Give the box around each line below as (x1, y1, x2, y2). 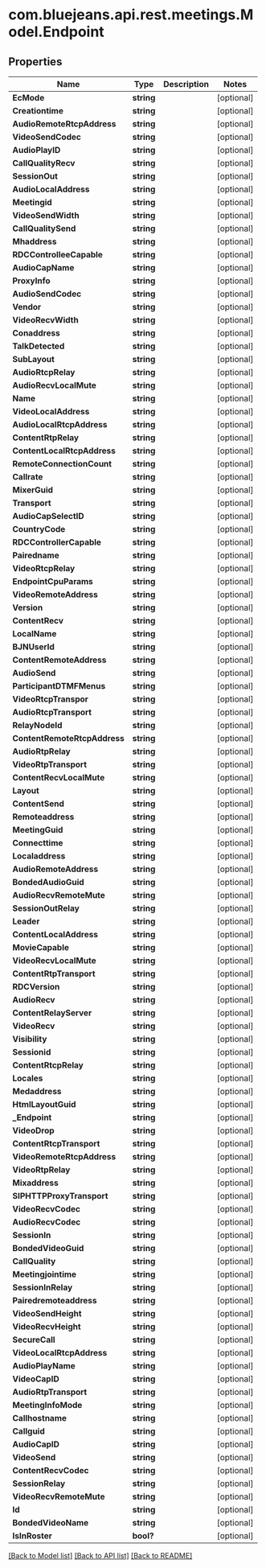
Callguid (12, 1426, 46, 1437)
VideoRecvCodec (12, 1204, 80, 1214)
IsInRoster (12, 1530, 52, 1541)
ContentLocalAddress (12, 929, 99, 940)
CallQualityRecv (12, 158, 76, 168)
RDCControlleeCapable (12, 249, 103, 260)
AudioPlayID (12, 145, 61, 155)
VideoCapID (12, 1373, 59, 1385)
